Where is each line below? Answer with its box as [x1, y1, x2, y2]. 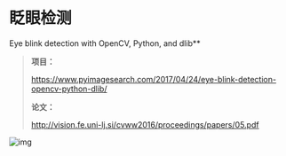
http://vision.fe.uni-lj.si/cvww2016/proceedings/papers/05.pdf [30, 119, 259, 129]
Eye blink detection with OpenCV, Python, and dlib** [9, 37, 202, 49]
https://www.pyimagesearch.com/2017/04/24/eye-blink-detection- [30, 74, 277, 84]
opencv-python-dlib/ [30, 83, 107, 94]
